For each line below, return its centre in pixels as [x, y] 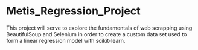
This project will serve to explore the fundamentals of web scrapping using [99, 28]
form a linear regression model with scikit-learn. [66, 40]
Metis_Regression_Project [73, 11]
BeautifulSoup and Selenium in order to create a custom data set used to [97, 34]
